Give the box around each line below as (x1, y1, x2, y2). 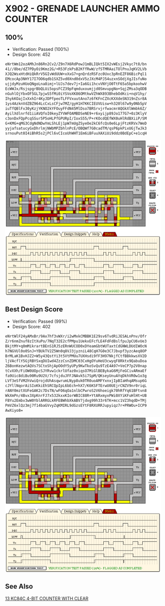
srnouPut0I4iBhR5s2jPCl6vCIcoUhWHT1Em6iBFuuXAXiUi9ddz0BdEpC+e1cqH (5, 131, 147, 136)
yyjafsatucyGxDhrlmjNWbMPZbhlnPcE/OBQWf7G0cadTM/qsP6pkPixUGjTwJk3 (5, 126, 147, 131)
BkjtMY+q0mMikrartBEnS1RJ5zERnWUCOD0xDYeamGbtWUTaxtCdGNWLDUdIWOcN (5, 344, 147, 348)
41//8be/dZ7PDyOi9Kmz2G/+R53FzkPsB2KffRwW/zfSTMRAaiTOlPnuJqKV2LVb (5, 67, 147, 72)
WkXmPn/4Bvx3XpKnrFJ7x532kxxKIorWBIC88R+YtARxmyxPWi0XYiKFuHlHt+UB (5, 393, 147, 398)
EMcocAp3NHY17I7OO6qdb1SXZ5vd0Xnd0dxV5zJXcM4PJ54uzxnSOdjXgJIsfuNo (5, 77, 147, 82)
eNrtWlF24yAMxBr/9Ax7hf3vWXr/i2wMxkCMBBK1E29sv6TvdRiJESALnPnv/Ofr (5, 334, 147, 339)
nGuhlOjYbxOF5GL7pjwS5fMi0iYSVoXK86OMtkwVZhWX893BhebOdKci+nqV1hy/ (5, 91, 147, 96)
